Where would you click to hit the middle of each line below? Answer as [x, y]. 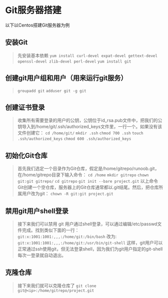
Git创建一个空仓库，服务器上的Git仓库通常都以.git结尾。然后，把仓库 [88, 187]
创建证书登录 [25, 107]
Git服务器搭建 [33, 10]
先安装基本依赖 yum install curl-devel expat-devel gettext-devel [88, 55]
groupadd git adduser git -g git [52, 91]
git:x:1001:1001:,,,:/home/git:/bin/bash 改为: [67, 236]
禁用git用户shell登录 [37, 211]
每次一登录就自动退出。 [42, 255]
